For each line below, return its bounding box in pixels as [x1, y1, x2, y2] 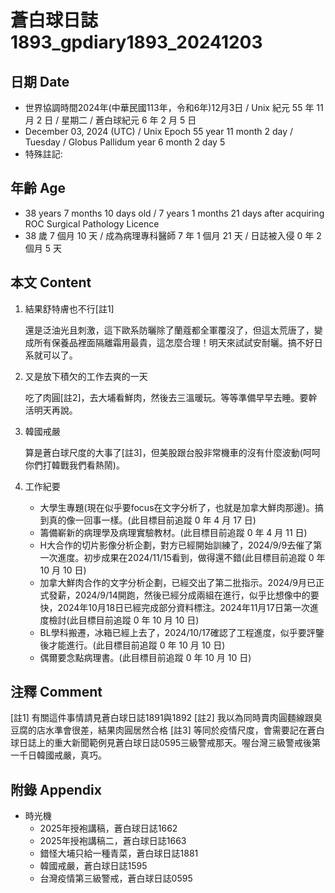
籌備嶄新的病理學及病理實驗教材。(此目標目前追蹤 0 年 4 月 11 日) [39, 526, 308, 538]
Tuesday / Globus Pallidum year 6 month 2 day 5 [24, 136, 226, 148]
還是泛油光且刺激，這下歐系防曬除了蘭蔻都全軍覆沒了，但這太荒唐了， [24, 324, 315, 336]
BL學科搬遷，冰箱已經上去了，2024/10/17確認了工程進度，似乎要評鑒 [39, 626, 325, 638]
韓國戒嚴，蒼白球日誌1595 [39, 860, 148, 872]
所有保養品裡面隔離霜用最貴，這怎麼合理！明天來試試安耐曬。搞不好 [33, 336, 315, 348]
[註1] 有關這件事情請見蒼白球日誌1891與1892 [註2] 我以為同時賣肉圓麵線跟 [10, 712, 314, 724]
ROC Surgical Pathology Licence [24, 217, 160, 230]
